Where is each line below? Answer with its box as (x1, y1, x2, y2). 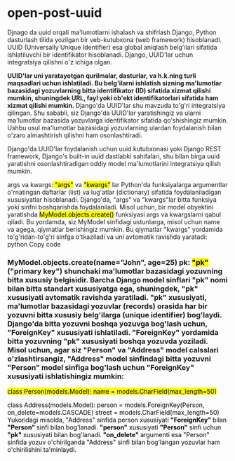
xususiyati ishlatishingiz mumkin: (7, 371, 124, 381)
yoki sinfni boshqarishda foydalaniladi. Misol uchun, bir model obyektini (7, 202, 214, 211)
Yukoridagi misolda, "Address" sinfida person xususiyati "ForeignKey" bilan (7, 415, 227, 425)
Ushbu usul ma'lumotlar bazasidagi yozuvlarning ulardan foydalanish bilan (7, 123, 222, 132)
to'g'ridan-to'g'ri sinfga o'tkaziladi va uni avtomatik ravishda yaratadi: (7, 233, 208, 241)
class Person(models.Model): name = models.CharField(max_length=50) (7, 387, 217, 396)
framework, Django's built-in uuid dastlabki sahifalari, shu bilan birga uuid (7, 152, 220, 160)
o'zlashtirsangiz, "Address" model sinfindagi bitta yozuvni (7, 354, 212, 364)
